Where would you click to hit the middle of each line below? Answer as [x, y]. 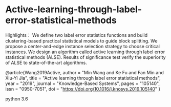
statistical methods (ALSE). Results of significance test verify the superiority [85, 57]
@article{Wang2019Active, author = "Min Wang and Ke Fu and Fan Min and [84, 72]
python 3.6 [17, 99]
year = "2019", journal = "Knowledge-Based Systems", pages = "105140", [83, 83]
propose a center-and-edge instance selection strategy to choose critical [83, 46]
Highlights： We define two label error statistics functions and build [76, 35]
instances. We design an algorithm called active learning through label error [85, 52]
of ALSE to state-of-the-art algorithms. [46, 62]
